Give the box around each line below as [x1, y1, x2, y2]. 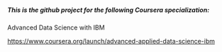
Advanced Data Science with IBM [7, 23, 105, 32]
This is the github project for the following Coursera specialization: [7, 6, 210, 14]
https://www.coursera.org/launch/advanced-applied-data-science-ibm [7, 37, 215, 45]
